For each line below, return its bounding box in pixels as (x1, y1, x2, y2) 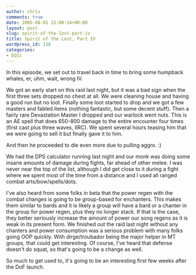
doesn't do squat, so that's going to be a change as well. (6, 246, 143, 253)
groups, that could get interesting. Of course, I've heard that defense (6, 239, 173, 246)
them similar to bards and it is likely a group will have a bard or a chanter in (6, 201, 187, 209)
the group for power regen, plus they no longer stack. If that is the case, (6, 208, 180, 215)
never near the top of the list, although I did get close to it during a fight (6, 165, 179, 173)
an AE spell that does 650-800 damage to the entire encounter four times (6, 117, 184, 124)
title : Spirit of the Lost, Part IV (6, 36, 96, 42)
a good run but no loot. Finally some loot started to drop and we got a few (6, 98, 184, 106)
